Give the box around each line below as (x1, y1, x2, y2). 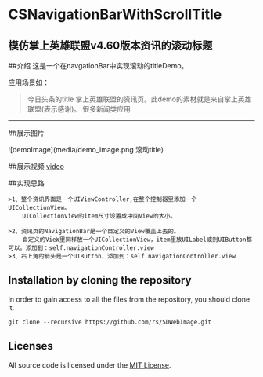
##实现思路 (8, 178, 45, 188)
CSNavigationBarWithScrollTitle (8, 5, 222, 24)
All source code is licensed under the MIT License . (8, 360, 171, 370)
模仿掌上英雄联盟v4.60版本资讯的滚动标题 (8, 38, 213, 52)
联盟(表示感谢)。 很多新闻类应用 (27, 104, 131, 113)
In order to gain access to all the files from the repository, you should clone (8, 295, 250, 304)
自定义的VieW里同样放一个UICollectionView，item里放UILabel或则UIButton (22, 236, 247, 243)
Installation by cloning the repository (8, 273, 192, 287)
